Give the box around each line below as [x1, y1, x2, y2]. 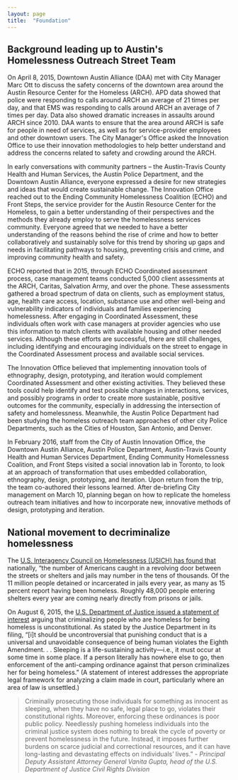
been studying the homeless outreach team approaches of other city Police [7, 416, 228, 425]
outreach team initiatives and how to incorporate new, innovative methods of [7, 498, 231, 507]
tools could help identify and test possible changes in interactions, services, [7, 386, 229, 395]
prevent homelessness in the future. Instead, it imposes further [24, 735, 209, 743]
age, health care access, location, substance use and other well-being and [7, 297, 225, 305]
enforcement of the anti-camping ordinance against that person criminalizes [7, 661, 230, 669]
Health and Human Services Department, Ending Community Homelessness [7, 453, 229, 462]
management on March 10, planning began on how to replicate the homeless [7, 491, 231, 499]
